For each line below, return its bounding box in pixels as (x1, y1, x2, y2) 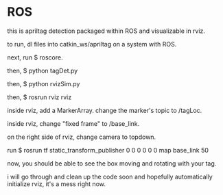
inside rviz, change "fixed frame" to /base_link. (7, 119, 140, 127)
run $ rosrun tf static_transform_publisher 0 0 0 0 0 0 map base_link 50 (7, 146, 209, 154)
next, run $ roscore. (7, 53, 63, 62)
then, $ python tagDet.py (7, 66, 78, 75)
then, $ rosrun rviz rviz (7, 93, 72, 101)
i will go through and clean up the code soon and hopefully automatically (7, 172, 213, 181)
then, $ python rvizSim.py (7, 79, 80, 88)
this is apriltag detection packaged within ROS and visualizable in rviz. (7, 27, 206, 35)
